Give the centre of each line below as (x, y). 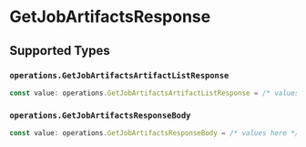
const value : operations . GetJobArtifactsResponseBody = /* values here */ (154, 133)
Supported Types (60, 51)
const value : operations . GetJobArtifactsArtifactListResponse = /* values (154, 93)
